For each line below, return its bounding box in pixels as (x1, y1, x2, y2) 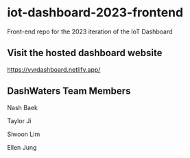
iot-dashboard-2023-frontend (7, 5, 184, 21)
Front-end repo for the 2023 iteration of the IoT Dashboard (7, 27, 173, 36)
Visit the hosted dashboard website (7, 47, 163, 59)
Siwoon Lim (7, 130, 40, 138)
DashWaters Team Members (7, 85, 131, 97)
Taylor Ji (7, 116, 32, 124)
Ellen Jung (7, 143, 37, 151)
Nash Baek (7, 103, 38, 111)
